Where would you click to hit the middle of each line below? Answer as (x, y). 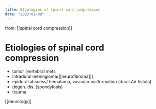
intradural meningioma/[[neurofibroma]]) (53, 76)
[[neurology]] (18, 101)
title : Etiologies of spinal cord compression (53, 9)
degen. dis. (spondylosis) (37, 87)
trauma (19, 92)
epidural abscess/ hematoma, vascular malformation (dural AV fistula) (82, 82)
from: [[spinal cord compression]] (39, 28)
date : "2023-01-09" (25, 14)
